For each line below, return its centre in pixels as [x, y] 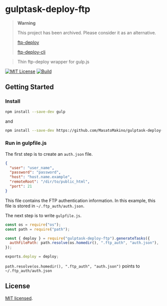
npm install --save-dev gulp [35, 112]
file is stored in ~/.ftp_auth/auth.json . [45, 206]
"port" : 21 [21, 186]
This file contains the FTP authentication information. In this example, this [80, 200]
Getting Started [30, 87]
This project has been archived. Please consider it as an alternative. [87, 32]
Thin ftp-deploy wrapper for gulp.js [53, 61]
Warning [26, 23]
